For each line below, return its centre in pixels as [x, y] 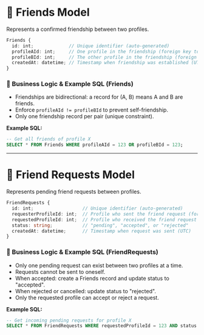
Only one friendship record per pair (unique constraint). [84, 116]
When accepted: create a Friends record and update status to [92, 278]
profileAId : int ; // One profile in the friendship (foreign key [101, 51]
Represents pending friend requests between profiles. [74, 192]
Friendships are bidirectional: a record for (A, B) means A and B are [99, 97]
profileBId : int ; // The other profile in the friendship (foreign [104, 57]
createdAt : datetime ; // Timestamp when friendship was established [100, 63]
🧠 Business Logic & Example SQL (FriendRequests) [83, 252]
